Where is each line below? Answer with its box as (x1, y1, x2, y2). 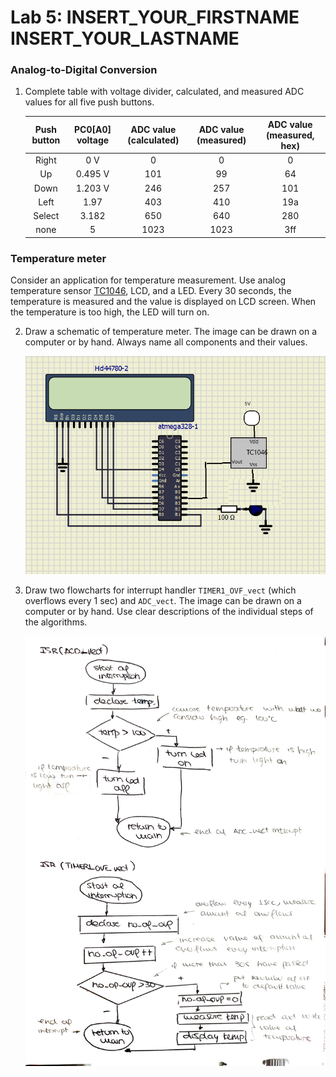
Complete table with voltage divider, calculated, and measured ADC (24, 86, 305, 98)
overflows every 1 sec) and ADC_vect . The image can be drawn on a (24, 595, 302, 607)
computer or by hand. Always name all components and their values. (24, 336, 308, 348)
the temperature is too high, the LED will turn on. (10, 306, 210, 318)
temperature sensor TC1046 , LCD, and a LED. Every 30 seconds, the (10, 285, 292, 297)
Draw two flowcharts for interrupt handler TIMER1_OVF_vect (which (24, 584, 297, 596)
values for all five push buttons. (24, 96, 155, 108)
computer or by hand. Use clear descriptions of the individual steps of (24, 606, 314, 618)
